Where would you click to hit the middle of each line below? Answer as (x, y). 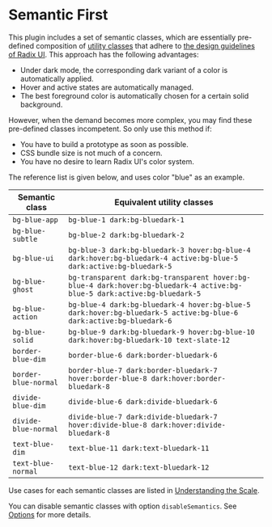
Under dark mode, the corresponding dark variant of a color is (124, 70)
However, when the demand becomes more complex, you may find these (130, 120)
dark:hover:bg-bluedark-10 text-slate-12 (149, 340)
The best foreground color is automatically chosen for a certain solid (134, 95)
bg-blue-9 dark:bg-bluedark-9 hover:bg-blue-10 (161, 332)
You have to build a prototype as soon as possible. (104, 144)
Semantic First (58, 15)
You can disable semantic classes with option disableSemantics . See (123, 506)
